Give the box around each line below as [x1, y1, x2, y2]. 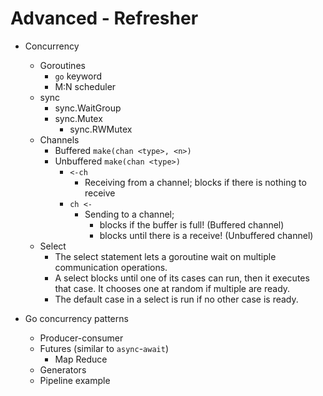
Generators [39, 363, 87, 376]
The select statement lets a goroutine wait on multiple [54, 250, 277, 262]
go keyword [54, 70, 102, 82]
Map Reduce [54, 353, 108, 365]
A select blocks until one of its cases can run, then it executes [54, 272, 310, 284]
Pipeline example [39, 374, 111, 386]
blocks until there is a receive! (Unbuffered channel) [99, 229, 314, 241]
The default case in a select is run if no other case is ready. [54, 293, 299, 305]
